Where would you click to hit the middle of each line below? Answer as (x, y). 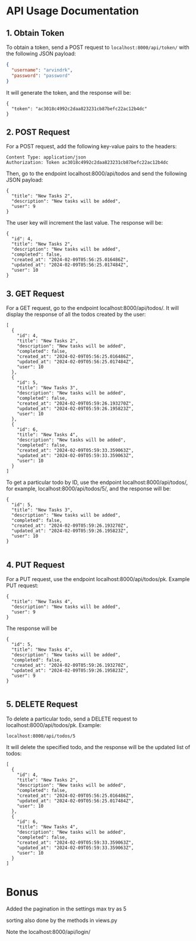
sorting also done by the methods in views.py (62, 920)
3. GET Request (35, 294)
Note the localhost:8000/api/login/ (48, 931)
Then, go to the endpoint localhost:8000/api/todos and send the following (97, 173)
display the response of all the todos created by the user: (76, 315)
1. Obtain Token (35, 33)
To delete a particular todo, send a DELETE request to (72, 719)
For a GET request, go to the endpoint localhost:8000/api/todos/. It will (93, 308)
